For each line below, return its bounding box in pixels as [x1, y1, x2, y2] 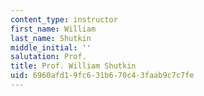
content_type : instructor [10, 14, 118, 25]
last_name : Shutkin [10, 33, 92, 43]
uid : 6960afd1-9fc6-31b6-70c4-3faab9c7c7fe [10, 71, 195, 81]
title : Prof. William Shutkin [10, 61, 137, 71]
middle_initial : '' [10, 42, 92, 53]
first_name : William [10, 24, 97, 34]
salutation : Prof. [10, 52, 87, 62]
